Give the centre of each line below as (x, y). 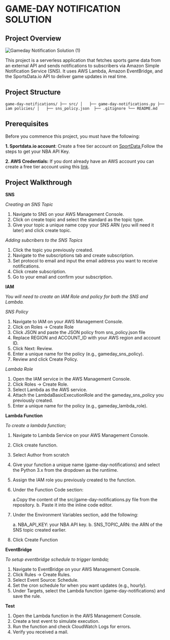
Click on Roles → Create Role (43, 327)
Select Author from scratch (41, 455)
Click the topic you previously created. (53, 250)
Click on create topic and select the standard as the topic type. (78, 220)
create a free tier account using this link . (47, 166)
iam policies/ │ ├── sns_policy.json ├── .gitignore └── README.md (81, 108)
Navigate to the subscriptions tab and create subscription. (73, 255)
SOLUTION (28, 20)
